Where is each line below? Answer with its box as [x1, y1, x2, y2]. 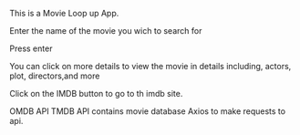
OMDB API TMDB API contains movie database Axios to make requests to [9, 106, 285, 117]
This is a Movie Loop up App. [9, 8, 119, 18]
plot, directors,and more [9, 70, 100, 81]
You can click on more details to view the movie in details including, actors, [9, 61, 292, 71]
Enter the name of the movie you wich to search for [9, 26, 202, 36]
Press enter [9, 43, 53, 54]
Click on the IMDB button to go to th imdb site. [9, 88, 183, 99]
